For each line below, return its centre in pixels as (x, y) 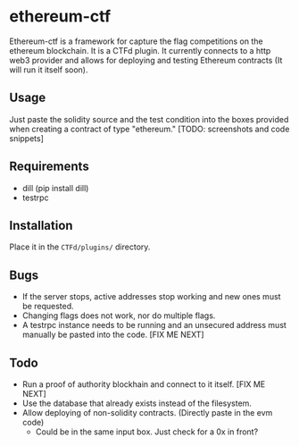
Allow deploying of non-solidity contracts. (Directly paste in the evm (147, 412)
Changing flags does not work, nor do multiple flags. (119, 316)
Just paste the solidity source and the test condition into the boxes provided (149, 119)
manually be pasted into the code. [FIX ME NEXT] (113, 335)
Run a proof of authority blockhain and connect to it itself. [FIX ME (144, 384)
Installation (41, 225)
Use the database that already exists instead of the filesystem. (137, 403)
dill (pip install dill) (55, 188)
